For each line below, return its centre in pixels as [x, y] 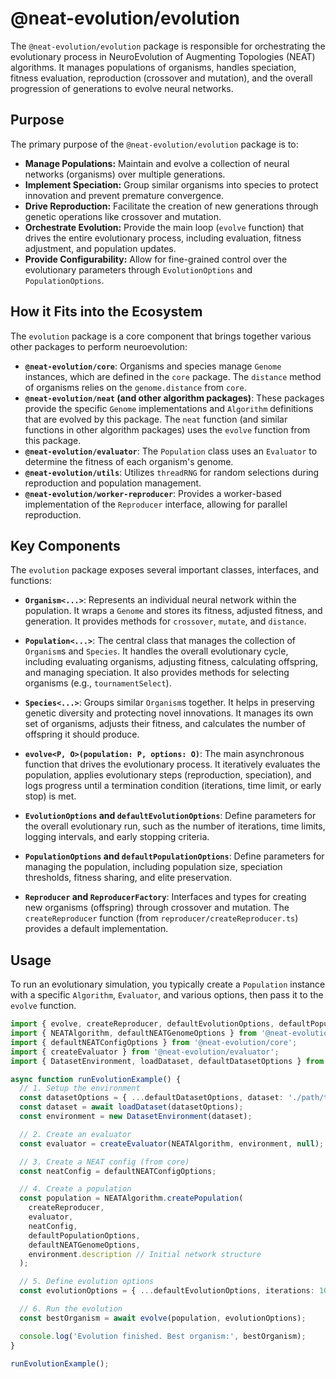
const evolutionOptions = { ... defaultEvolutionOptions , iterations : [167, 1291]
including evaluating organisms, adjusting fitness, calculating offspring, [171, 662]
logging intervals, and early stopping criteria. [117, 837]
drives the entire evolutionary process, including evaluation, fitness [163, 238]
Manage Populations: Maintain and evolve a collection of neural [157, 163]
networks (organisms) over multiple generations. [125, 174]
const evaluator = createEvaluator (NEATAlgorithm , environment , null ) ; [172, 1143]
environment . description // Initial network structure [145, 1254]
